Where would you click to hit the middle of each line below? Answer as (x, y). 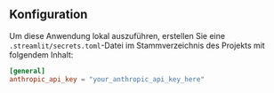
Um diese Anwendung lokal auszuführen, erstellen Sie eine (117, 35)
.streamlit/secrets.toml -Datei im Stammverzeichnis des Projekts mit (137, 45)
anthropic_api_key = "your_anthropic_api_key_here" (107, 79)
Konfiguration (48, 15)
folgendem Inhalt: (41, 54)
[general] (28, 71)
